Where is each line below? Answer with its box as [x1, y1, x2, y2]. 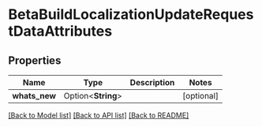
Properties [8, 54, 62, 67]
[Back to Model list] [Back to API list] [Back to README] [8, 110, 189, 120]
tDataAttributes [8, 22, 113, 40]
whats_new [12, 91, 57, 101]
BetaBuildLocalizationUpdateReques [8, 6, 254, 24]
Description [129, 77, 175, 88]
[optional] [182, 91, 219, 101]
